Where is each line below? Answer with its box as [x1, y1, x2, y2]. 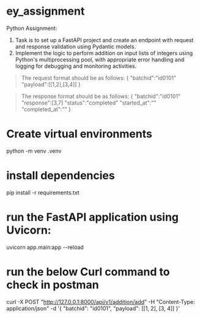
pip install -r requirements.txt [6, 188, 80, 196]
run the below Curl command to [6, 265, 170, 279]
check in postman [6, 278, 99, 292]
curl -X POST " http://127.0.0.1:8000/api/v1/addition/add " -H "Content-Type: [6, 298, 195, 305]
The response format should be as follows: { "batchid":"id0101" [21, 92, 181, 100]
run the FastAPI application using [6, 210, 179, 224]
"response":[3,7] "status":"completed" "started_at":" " [21, 99, 157, 106]
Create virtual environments [6, 127, 153, 141]
